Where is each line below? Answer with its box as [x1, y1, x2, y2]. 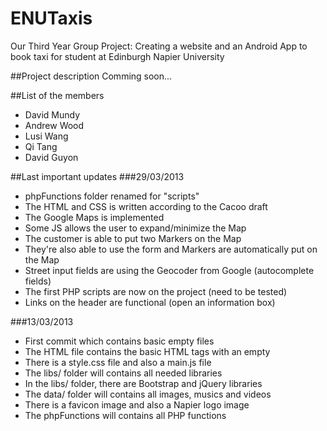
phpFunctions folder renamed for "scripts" [24, 190, 200, 202]
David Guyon [24, 151, 79, 163]
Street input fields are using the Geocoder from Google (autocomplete [24, 264, 315, 276]
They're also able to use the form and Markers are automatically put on [24, 243, 318, 255]
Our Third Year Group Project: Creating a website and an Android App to [10, 40, 308, 52]
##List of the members [10, 89, 105, 101]
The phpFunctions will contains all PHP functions [24, 409, 227, 421]
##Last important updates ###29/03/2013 [10, 170, 185, 182]
